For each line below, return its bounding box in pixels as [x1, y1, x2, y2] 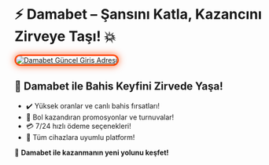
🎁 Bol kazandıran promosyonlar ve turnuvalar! [25, 112, 175, 122]
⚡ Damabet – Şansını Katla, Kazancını [14, 5, 262, 24]
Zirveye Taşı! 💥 [14, 27, 116, 46]
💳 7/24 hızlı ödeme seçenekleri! [25, 121, 131, 130]
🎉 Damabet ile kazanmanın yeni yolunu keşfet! [14, 148, 169, 157]
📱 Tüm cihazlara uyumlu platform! [25, 132, 135, 141]
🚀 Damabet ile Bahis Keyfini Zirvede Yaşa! [14, 79, 224, 93]
